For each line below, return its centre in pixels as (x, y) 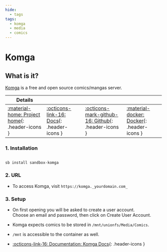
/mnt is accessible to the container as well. (56, 234)
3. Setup (15, 199)
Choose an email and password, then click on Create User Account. (82, 215)
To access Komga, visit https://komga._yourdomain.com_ (70, 186)
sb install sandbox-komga (32, 163)
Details (25, 100)
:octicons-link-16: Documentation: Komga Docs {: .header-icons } (79, 244)
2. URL (13, 175)
